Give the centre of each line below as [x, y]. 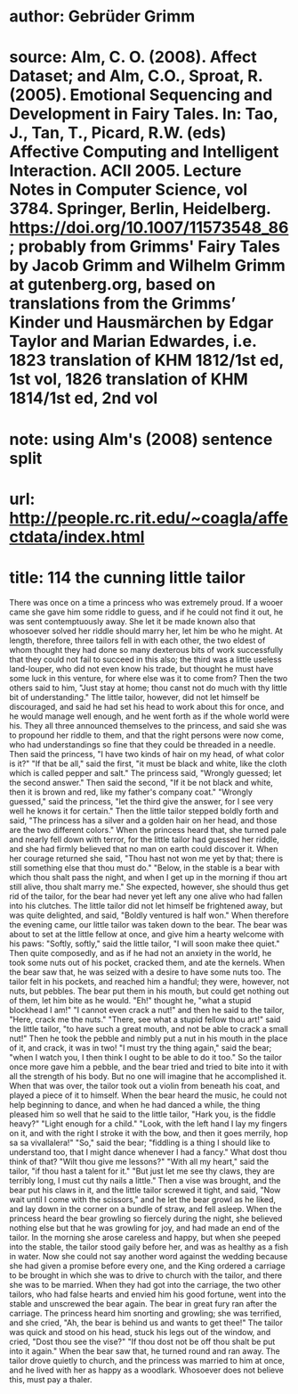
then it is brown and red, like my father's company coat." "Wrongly [131, 792]
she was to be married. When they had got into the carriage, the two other [145, 1284]
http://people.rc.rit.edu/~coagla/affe [149, 518]
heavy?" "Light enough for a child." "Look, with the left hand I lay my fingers [148, 1123]
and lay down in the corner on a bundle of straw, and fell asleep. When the [145, 1208]
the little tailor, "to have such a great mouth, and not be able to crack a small [149, 1028]
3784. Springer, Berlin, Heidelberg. [140, 209]
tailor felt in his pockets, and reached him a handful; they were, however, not [149, 981]
